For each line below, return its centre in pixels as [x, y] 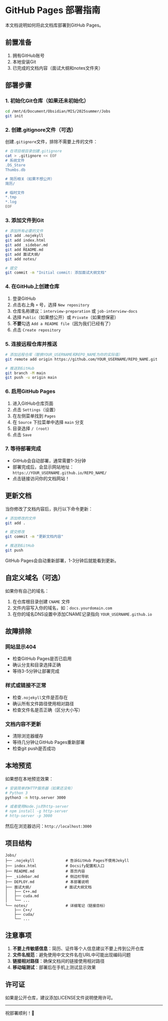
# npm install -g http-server [37, 811]
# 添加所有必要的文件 [24, 231]
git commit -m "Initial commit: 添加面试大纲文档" [56, 273]
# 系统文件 [15, 161]
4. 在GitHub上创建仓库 [32, 287]
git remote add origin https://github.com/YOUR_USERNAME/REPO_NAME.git [81, 359]
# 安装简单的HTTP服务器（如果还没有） [40, 788]
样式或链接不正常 [26, 685]
